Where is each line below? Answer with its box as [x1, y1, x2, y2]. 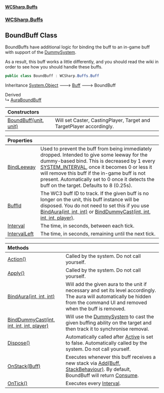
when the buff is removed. [65, 305, 126, 312]
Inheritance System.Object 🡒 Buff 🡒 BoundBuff [5, 82, 116, 88]
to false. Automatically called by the [65, 340, 147, 347]
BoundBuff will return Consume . [65, 372, 139, 379]
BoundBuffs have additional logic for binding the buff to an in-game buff [5, 44, 150, 50]
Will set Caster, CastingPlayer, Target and [55, 117, 150, 124]
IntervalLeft [7, 231, 34, 237]
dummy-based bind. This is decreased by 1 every [40, 158, 155, 164]
